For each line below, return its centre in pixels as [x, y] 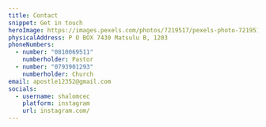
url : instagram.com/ [56, 111]
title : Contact [33, 15]
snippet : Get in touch [46, 23]
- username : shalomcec [53, 96]
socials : [23, 89]
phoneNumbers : [32, 45]
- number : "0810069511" [54, 52]
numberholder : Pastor [58, 60]
